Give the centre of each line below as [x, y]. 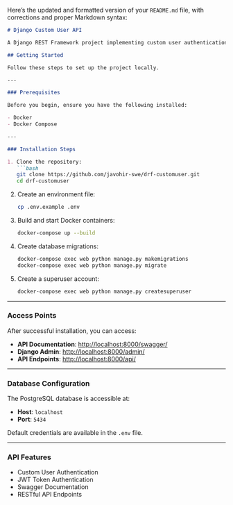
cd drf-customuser [43, 181]
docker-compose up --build [56, 233]
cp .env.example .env [48, 207]
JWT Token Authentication [55, 480]
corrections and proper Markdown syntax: [68, 17]
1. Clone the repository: [44, 162]
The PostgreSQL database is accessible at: [69, 399]
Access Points [32, 316]
